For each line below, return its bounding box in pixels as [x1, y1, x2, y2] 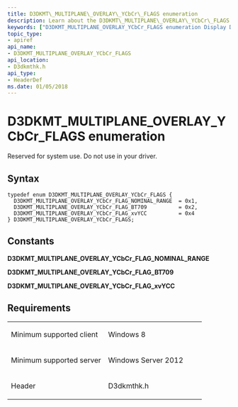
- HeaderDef [7, 76, 42, 84]
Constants [7, 235, 55, 247]
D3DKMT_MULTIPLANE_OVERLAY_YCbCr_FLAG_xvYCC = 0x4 [13, 210, 195, 217]
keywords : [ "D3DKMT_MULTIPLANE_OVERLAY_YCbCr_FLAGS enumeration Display [7, 23, 227, 30]
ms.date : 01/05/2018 [7, 83, 69, 90]
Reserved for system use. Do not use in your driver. [7, 152, 157, 160]
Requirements [7, 302, 71, 314]
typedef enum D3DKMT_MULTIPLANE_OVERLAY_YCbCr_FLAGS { [7, 191, 173, 199]
